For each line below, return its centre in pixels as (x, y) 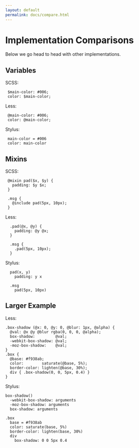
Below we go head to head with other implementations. (63, 54)
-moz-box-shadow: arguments (40, 404)
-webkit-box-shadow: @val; (38, 341)
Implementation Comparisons (69, 40)
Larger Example (31, 306)
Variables (21, 70)
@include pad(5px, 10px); (39, 203)
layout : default (22, 10)
